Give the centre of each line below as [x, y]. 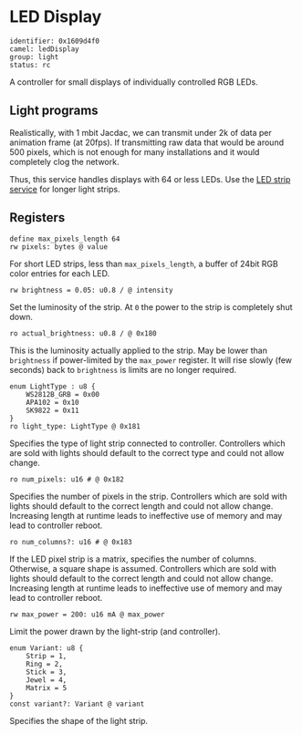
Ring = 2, [45, 664]
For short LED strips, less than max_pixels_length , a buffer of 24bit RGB [144, 264]
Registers [37, 217]
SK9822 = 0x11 [52, 410]
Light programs [54, 111]
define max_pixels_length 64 [65, 239]
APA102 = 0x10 [52, 402]
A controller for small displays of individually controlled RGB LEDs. [134, 82]
